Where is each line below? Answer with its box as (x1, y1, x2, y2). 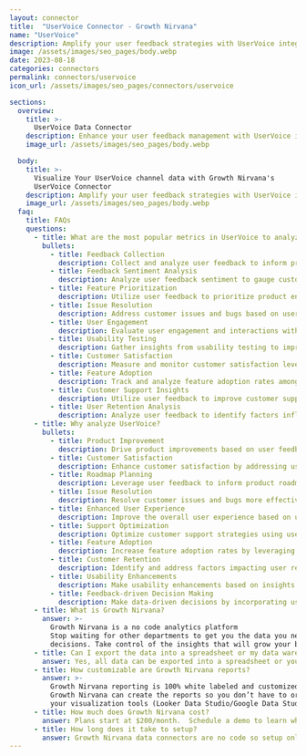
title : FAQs (25, 216, 71, 225)
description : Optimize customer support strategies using (57, 530, 283, 539)
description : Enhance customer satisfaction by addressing (57, 461, 287, 471)
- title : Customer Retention (49, 555, 161, 564)
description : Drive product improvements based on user (57, 444, 275, 454)
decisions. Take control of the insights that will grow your (49, 639, 291, 648)
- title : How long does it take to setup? (33, 724, 198, 734)
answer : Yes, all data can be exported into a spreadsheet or (42, 657, 283, 666)
